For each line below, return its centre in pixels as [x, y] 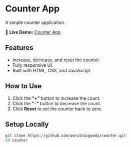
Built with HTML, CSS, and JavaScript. [52, 70]
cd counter [16, 141]
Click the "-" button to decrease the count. [57, 103]
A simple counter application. [35, 22]
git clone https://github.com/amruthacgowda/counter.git [66, 136]
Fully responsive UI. [33, 65]
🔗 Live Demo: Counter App [33, 32]
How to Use [23, 86]
